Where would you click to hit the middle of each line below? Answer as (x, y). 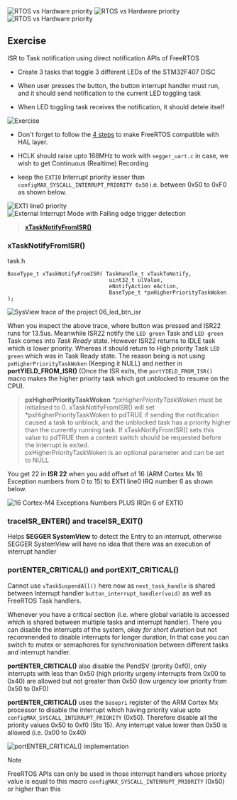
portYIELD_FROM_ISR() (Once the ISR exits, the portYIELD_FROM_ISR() (110, 371)
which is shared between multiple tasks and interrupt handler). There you (115, 622)
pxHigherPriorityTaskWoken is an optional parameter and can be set (125, 453)
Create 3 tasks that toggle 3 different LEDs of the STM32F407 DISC (116, 72)
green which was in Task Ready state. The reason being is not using (106, 356)
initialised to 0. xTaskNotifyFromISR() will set (89, 407)
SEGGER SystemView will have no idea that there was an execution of (109, 544)
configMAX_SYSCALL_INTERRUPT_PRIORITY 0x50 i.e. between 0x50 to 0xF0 (122, 185)
